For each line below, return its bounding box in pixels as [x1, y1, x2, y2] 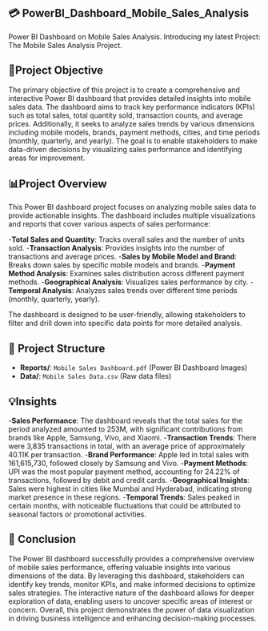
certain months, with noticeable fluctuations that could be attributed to [8, 501, 242, 511]
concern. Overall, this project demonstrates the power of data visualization [8, 605, 254, 614]
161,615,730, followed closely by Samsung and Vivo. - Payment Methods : [8, 459, 249, 468]
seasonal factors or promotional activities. [8, 509, 146, 519]
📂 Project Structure [8, 341, 106, 355]
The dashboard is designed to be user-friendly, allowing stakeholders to [8, 310, 246, 320]
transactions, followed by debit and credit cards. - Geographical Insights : [8, 476, 250, 485]
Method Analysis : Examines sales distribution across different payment [8, 269, 245, 279]
